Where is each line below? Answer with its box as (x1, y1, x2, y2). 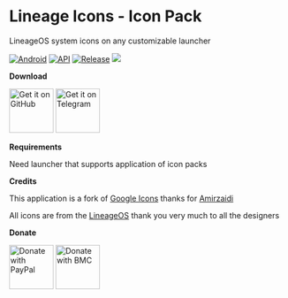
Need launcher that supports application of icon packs (9, 158, 208, 169)
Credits (9, 175, 37, 187)
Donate (9, 227, 37, 238)
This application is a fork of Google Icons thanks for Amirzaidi (9, 193, 234, 203)
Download (9, 71, 48, 81)
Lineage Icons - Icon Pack (9, 6, 202, 27)
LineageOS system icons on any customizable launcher (9, 35, 211, 46)
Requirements (9, 141, 63, 152)
